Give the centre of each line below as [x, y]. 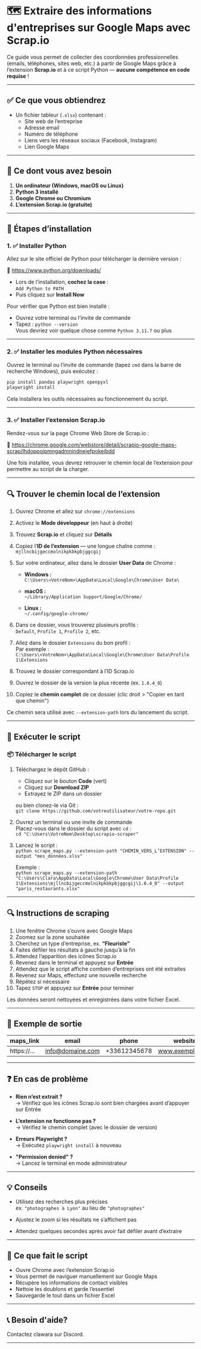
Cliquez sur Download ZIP [57, 787]
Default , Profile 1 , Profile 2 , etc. [58, 631]
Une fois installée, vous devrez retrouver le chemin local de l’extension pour [100, 463]
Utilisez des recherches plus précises [61, 1202]
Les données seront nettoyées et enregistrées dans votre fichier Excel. [94, 999]
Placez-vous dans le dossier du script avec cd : [73, 828]
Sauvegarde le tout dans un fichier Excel [65, 1296]
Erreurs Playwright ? [41, 1139]
